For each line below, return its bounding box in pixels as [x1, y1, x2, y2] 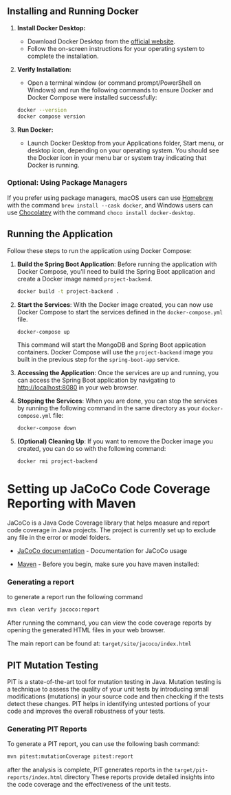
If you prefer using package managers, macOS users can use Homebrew [7, 193, 214, 202]
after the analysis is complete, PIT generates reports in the [7, 765, 173, 774]
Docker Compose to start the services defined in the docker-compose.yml [16, 308, 223, 316]
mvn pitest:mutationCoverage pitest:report [7, 753, 134, 761]
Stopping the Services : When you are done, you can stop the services [16, 396, 218, 405]
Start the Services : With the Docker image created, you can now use [16, 300, 214, 309]
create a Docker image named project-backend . [16, 274, 153, 283]
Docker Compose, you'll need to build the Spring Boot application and [16, 267, 215, 275]
